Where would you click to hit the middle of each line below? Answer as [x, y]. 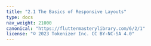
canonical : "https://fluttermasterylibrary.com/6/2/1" [76, 28]
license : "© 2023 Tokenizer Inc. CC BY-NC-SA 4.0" [70, 34]
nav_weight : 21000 [29, 23]
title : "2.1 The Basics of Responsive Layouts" [67, 12]
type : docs [20, 17]
